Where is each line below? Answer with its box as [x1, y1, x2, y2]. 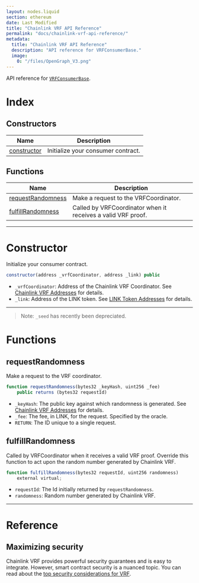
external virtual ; [17, 475, 62, 481]
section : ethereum [6, 14, 52, 20]
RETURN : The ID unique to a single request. [14, 419, 117, 426]
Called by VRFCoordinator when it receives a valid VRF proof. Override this [6, 451, 189, 459]
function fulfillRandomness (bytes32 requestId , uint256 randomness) [6, 469, 179, 476]
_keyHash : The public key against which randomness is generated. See [14, 400, 187, 407]
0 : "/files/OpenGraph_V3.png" [17, 58, 92, 64]
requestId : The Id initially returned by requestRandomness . [14, 486, 154, 493]
